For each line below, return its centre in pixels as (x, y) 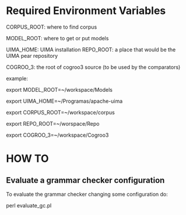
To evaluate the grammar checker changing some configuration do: (87, 194)
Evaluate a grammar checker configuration (85, 180)
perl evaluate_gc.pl (29, 205)
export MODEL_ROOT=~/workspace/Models (59, 89)
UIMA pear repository (32, 56)
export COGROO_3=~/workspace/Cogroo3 (57, 135)
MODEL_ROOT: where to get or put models (57, 38)
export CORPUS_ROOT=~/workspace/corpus (60, 112)
